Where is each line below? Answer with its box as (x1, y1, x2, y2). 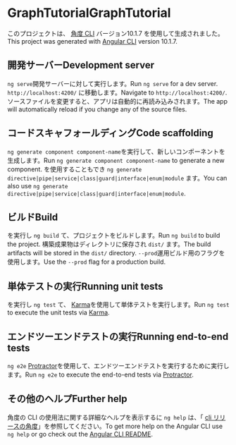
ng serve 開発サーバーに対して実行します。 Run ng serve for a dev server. (7, 79, 218, 87)
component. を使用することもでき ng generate (7, 164, 142, 173)
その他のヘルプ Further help (7, 393, 128, 405)
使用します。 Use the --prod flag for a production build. (7, 257, 166, 266)
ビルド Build (7, 211, 58, 223)
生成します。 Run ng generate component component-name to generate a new (7, 156, 225, 164)
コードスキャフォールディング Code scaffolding (7, 127, 213, 139)
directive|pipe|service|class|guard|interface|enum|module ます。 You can (7, 173, 228, 182)
